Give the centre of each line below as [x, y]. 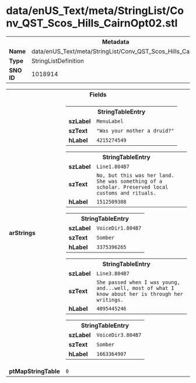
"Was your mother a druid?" [135, 131]
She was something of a [129, 181]
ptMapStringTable [34, 371]
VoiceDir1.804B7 [119, 228]
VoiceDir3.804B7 [119, 335]
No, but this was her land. [135, 175]
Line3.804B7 [113, 273]
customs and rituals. [126, 193]
